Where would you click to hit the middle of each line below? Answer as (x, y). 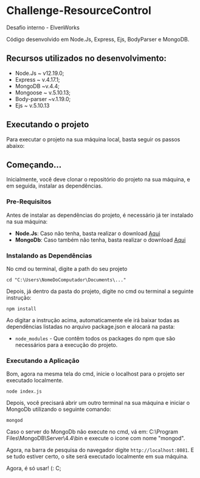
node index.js (24, 392)
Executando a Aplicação (43, 360)
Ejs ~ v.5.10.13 (32, 105)
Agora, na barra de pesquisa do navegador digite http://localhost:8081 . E (100, 450)
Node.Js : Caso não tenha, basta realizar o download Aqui (88, 233)
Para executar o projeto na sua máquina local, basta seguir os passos (93, 139)
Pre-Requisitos (29, 202)
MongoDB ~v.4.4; (37, 86)
